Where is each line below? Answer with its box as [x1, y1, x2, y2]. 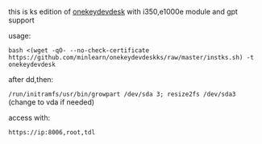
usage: [8, 31, 31, 40]
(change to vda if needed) [8, 97, 95, 107]
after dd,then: [8, 75, 54, 84]
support [8, 15, 35, 25]
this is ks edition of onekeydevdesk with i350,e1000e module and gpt [8, 7, 238, 16]
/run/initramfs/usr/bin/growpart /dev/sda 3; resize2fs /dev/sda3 [8, 90, 236, 98]
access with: [8, 113, 51, 122]
